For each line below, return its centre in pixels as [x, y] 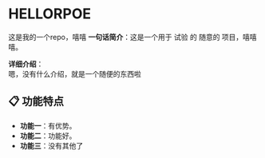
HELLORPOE [50, 14]
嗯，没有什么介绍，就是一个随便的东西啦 [75, 73]
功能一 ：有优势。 [48, 125]
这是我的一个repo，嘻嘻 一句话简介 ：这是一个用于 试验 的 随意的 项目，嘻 [129, 37]
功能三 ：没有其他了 [51, 145]
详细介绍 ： [26, 64]
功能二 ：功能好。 [48, 136]
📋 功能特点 [36, 102]
